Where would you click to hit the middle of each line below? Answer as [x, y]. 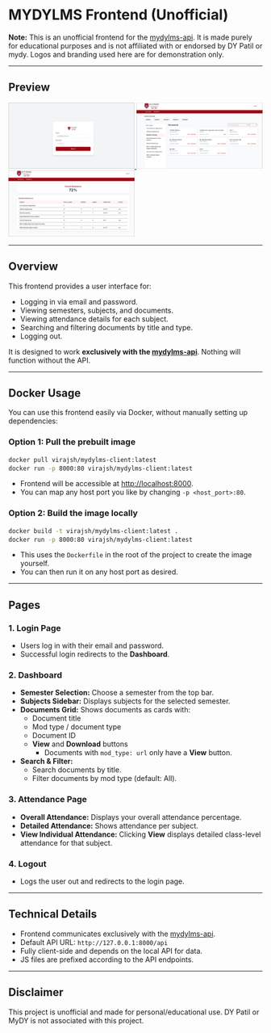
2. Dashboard [35, 675]
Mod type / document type [77, 727]
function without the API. [50, 360]
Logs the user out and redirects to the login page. [102, 881]
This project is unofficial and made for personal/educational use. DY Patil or [134, 1012]
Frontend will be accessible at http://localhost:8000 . [106, 484]
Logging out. [41, 336]
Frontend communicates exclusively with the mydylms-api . [118, 934]
